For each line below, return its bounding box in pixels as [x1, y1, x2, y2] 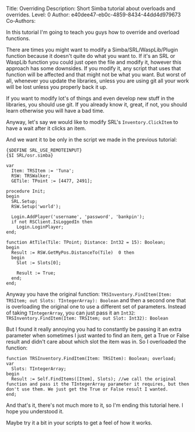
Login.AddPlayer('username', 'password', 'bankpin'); [11, 214, 145, 220]
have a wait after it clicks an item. [6, 125, 86, 132]
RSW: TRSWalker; [11, 173, 51, 179]
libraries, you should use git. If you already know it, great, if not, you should [6, 101, 187, 108]
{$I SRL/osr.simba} [6, 153, 54, 158]
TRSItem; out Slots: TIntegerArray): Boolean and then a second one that [6, 297, 186, 303]
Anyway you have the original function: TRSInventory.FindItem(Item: [6, 291, 172, 298]
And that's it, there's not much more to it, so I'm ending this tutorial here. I [6, 402, 183, 409]
